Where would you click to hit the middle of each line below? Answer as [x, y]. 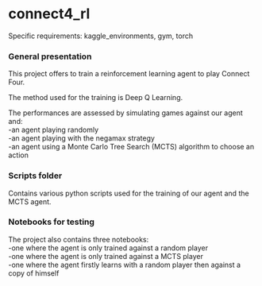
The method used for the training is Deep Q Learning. [96, 98]
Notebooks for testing [52, 222]
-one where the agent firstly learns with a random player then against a [124, 265]
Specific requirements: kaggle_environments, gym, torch [100, 36]
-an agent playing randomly [54, 130]
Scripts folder [35, 176]
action [19, 155]
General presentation [50, 56]
